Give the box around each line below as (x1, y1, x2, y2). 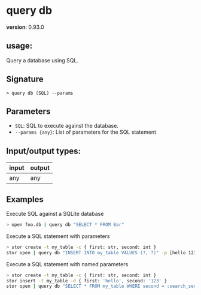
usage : (6, 41, 33, 51)
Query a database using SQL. (6, 56, 79, 64)
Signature (6, 74, 44, 85)
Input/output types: (6, 146, 81, 156)
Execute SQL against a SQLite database (6, 210, 104, 217)
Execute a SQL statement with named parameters (6, 260, 129, 267)
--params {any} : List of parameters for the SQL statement (14, 128, 157, 136)
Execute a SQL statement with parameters (6, 232, 110, 240)
